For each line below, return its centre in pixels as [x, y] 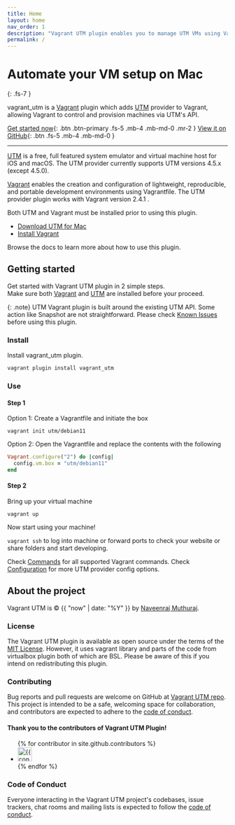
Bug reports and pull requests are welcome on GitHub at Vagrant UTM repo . [116, 697]
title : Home [24, 14]
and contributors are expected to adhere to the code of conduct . [100, 712]
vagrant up [23, 514]
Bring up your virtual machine [50, 501]
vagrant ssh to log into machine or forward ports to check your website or [114, 541]
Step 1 [16, 402]
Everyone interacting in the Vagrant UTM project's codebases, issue [106, 799]
